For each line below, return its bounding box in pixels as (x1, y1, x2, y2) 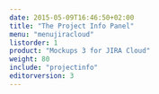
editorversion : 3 (9, 72, 75, 81)
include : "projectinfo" (9, 64, 99, 73)
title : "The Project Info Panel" (9, 21, 135, 30)
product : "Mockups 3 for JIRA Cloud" (9, 47, 151, 56)
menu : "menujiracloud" (9, 30, 94, 38)
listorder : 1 (9, 38, 58, 47)
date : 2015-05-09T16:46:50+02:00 (9, 13, 135, 22)
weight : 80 (9, 55, 50, 64)
